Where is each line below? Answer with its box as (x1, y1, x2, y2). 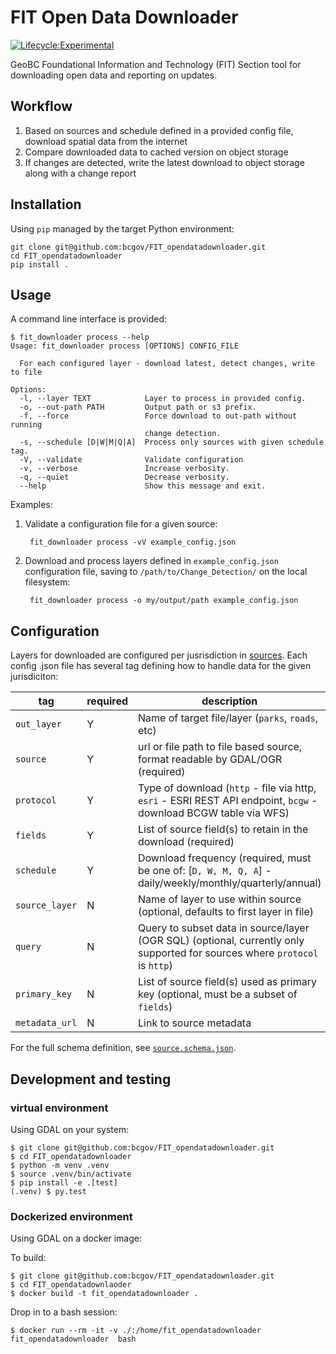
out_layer (15, 719, 62, 730)
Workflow (10, 98, 73, 115)
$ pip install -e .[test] (10, 1177, 118, 1188)
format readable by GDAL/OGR (138, 752, 283, 766)
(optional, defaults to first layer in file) (138, 905, 315, 919)
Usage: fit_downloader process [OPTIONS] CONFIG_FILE (10, 341, 240, 351)
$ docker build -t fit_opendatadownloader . (10, 1289, 199, 1299)
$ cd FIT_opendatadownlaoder (10, 1280, 132, 1290)
